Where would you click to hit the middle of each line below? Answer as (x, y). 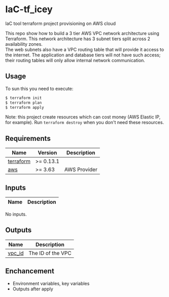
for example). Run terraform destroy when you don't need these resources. (84, 123)
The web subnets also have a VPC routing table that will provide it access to (84, 49)
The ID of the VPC (50, 253)
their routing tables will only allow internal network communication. (75, 60)
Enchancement (30, 271)
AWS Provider (81, 170)
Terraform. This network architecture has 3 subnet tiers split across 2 (78, 39)
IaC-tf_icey (29, 9)
